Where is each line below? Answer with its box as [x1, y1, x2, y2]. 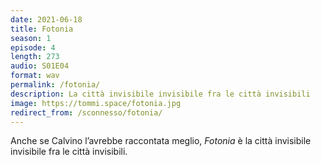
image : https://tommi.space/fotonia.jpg [10, 98, 182, 108]
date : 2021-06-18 [10, 14, 83, 25]
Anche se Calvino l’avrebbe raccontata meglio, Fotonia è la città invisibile [10, 135, 312, 147]
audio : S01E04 [10, 61, 70, 71]
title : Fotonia [10, 24, 74, 34]
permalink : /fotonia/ [10, 80, 101, 90]
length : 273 [10, 52, 60, 62]
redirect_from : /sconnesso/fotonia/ [10, 107, 163, 118]
